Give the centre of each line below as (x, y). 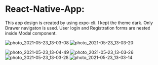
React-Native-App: (45, 9)
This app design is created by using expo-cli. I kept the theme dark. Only (79, 23)
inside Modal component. (31, 33)
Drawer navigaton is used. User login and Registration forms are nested (78, 28)
